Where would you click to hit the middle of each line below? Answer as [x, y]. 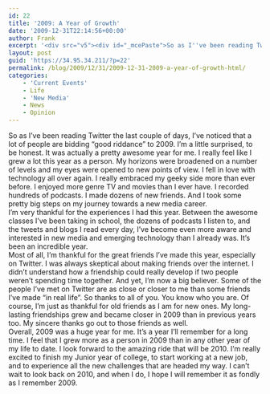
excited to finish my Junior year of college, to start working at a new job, [128, 357]
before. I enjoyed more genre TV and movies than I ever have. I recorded [129, 187]
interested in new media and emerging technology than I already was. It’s [129, 238]
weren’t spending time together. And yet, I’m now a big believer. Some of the [135, 280]
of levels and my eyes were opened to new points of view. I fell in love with [132, 170]
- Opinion [39, 113]
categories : [28, 75]
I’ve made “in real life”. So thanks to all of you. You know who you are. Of [129, 297]
